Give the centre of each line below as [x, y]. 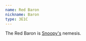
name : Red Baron [22, 10]
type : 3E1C [17, 19]
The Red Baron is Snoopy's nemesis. [43, 33]
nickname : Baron [22, 14]
